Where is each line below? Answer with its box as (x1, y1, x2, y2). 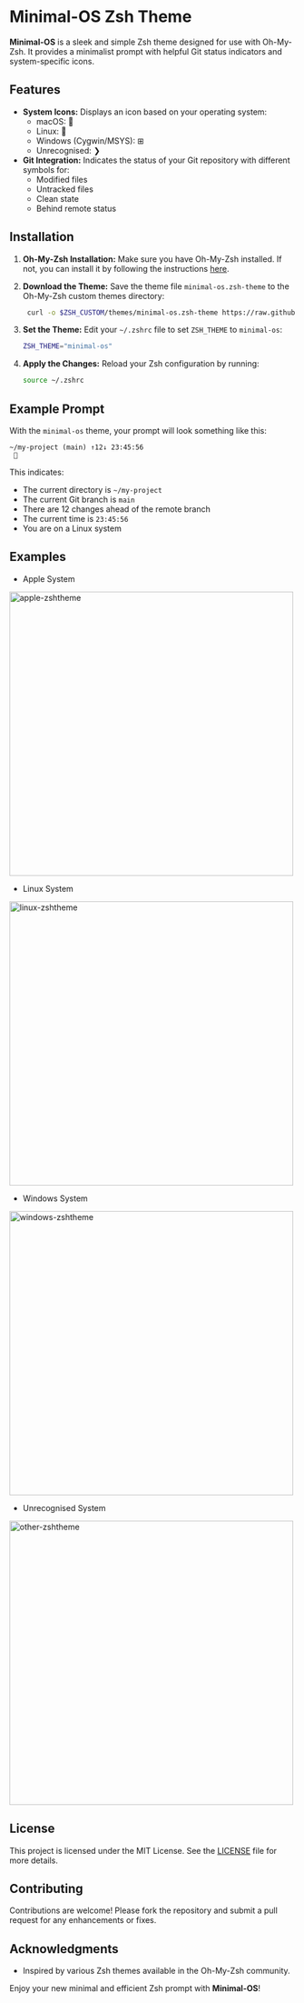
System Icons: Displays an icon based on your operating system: (22, 106, 268, 117)
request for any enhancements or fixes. (9, 1915, 157, 1926)
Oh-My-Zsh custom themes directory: (22, 290, 165, 301)
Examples (9, 549, 66, 565)
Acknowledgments (9, 1941, 120, 1957)
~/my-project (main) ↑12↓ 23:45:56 (9, 443, 144, 452)
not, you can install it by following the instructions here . (22, 263, 230, 274)
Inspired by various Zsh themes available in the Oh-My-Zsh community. (22, 1966, 290, 1977)
